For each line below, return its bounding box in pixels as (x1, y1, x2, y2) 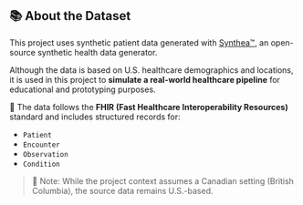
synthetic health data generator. (37, 46, 158, 57)
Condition (22, 159, 61, 169)
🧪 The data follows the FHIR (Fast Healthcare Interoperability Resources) (9, 101, 289, 112)
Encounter (22, 140, 61, 149)
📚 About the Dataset (9, 8, 131, 24)
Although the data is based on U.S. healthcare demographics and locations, (9, 64, 294, 76)
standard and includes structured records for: (9, 111, 181, 122)
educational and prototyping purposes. (9, 84, 157, 95)
